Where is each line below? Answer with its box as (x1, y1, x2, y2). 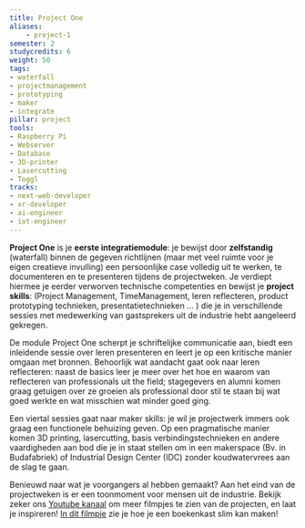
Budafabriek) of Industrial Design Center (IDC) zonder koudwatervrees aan (9, 451, 290, 462)
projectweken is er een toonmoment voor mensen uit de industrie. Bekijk (9, 489, 282, 500)
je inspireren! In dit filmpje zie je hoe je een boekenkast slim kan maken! (9, 508, 279, 519)
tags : (9, 65, 30, 74)
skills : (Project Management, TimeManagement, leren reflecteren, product (9, 290, 289, 301)
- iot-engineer (9, 216, 67, 226)
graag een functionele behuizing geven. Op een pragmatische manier (9, 422, 270, 433)
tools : (9, 124, 35, 133)
